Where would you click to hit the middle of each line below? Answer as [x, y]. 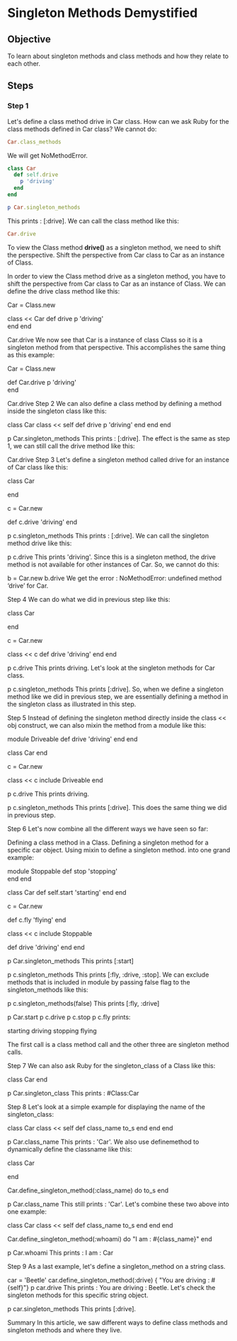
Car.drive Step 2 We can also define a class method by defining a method [115, 403]
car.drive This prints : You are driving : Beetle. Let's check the [126, 1287]
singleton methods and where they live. [65, 1330]
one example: [27, 1212]
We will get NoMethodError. [48, 155]
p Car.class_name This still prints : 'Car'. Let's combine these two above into [118, 1204]
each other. [24, 64]
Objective [29, 39]
